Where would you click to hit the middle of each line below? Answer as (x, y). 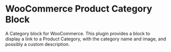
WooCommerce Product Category (79, 9)
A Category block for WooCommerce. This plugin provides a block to (78, 33)
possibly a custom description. (38, 44)
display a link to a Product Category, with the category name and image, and (86, 39)
